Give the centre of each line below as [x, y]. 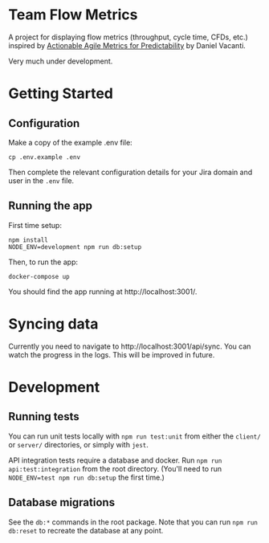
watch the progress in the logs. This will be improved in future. [112, 354]
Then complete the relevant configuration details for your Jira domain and [130, 172]
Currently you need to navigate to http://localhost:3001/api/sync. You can [130, 346]
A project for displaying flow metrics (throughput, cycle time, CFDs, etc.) [128, 37]
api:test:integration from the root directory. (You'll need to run [115, 468]
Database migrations [61, 502]
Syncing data [53, 324]
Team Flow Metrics [73, 15]
